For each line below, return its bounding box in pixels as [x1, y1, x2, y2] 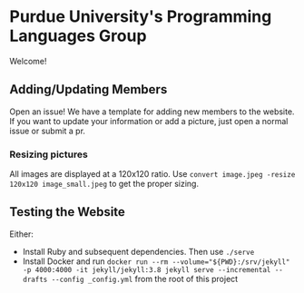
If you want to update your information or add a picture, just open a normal [9, 115, 289, 126]
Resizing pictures [9, 148, 88, 161]
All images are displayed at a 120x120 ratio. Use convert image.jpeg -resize [9, 169, 296, 180]
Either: [9, 229, 34, 239]
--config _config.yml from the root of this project [51, 273, 239, 284]
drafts [22, 275, 48, 284]
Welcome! [9, 55, 47, 66]
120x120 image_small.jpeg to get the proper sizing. [9, 179, 200, 190]
